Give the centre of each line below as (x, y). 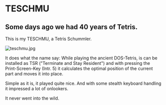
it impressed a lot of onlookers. (37, 89)
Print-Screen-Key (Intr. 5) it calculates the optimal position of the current (79, 68)
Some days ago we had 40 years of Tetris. (71, 27)
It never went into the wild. (32, 98)
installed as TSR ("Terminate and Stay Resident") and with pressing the (78, 63)
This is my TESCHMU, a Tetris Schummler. (48, 39)
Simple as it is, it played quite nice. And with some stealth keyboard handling (83, 83)
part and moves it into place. (34, 74)
